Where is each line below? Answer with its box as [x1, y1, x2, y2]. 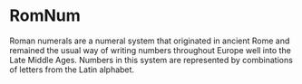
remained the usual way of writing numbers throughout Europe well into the [9, 44, 292, 55]
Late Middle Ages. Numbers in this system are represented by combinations [9, 54, 293, 65]
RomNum [9, 5, 82, 26]
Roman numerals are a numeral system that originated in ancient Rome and [9, 35, 290, 46]
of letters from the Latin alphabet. [9, 64, 134, 75]
